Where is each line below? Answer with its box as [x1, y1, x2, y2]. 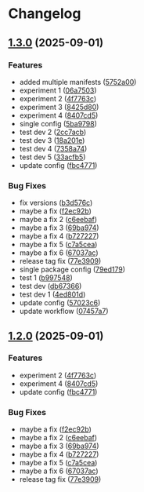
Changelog [8, 5, 81, 23]
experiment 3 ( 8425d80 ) [19, 102, 99, 111]
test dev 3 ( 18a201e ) [19, 135, 85, 145]
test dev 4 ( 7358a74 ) [19, 144, 88, 153]
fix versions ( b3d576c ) [19, 198, 93, 208]
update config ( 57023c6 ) [19, 298, 101, 308]
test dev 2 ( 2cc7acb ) [19, 127, 87, 137]
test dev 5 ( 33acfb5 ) [19, 152, 86, 162]
